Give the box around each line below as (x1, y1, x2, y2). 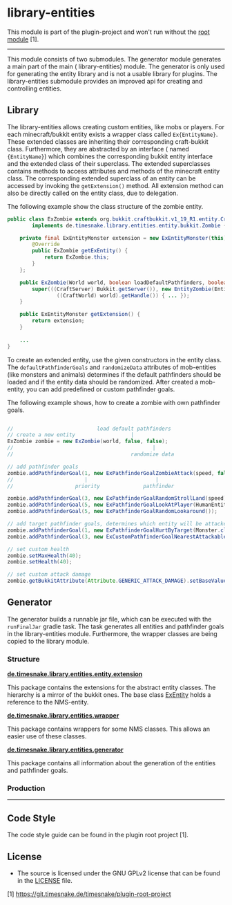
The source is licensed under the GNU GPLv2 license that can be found (17, 869, 221, 877)
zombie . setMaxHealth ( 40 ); (7, 552, 81, 559)
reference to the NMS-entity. (7, 698, 89, 707)
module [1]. (7, 35, 39, 43)
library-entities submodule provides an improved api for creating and (7, 77, 203, 85)
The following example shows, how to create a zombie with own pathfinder (7, 398, 221, 407)
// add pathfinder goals (7, 463, 79, 470)
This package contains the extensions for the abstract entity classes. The (7, 683, 216, 692)
